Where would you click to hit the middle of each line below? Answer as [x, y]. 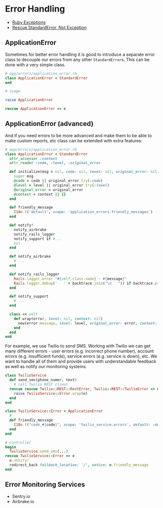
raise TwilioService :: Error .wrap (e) [51, 393]
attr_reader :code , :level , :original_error [55, 163]
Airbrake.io [23, 501]
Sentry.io [21, 496]
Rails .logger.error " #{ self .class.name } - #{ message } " [70, 279]
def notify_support [29, 296]
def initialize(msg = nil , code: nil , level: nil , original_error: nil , [84, 172]
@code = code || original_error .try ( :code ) [58, 181]
